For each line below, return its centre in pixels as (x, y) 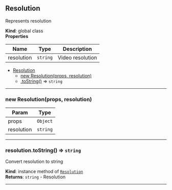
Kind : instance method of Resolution (44, 172)
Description (77, 49)
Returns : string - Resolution (35, 177)
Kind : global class (24, 31)
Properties (17, 36)
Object (45, 121)
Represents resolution (28, 21)
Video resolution (77, 58)
